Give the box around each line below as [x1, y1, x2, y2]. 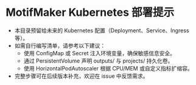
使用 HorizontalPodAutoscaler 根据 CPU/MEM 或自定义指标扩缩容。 [23, 64, 193, 72]
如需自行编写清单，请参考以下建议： [14, 42, 106, 49]
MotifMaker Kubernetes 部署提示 [5, 5, 175, 19]
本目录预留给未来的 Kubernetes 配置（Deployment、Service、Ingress [14, 27, 189, 34]
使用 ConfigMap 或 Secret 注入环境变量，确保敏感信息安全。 [23, 49, 176, 56]
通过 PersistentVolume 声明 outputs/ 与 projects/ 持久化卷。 [23, 57, 173, 64]
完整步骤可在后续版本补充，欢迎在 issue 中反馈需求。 [14, 72, 149, 80]
